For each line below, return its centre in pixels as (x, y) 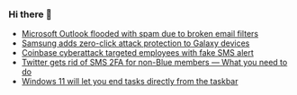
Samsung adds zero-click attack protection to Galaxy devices (135, 43)
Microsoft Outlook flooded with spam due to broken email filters (139, 34)
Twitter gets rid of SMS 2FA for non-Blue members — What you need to (154, 63)
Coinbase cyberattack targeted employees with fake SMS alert (137, 53)
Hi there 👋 (31, 14)
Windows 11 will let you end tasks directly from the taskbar (130, 82)
